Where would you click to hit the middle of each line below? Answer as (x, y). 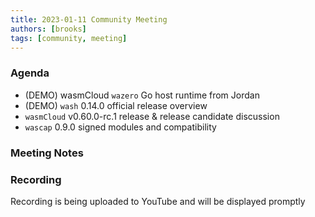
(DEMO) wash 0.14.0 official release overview (116, 105)
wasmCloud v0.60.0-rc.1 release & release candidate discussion (152, 116)
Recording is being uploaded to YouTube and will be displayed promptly (158, 201)
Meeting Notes (47, 153)
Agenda (30, 73)
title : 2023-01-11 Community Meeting (89, 19)
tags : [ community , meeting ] (69, 38)
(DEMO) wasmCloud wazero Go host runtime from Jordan (142, 95)
